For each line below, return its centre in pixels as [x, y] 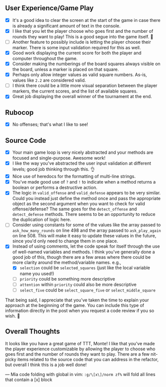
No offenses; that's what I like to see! [50, 124]
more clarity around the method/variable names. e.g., [67, 263]
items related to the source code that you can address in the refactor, [88, 359]
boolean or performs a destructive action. [55, 188]
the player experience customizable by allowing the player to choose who [80, 349]
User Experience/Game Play [50, 8]
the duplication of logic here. [42, 220]
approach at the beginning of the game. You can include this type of [75, 305]
